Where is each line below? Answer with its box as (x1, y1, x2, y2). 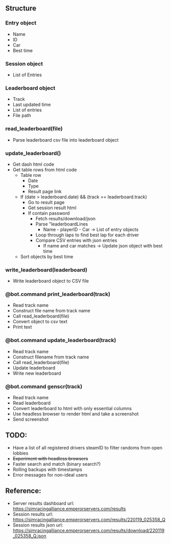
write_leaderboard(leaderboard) (5, 266, 88, 273)
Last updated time (12, 102, 51, 108)
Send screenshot (12, 416, 49, 422)
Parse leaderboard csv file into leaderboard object (12, 137, 119, 143)
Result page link (28, 188, 62, 194)
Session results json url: (12, 522, 63, 528)
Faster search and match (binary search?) (12, 461, 101, 467)
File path (12, 112, 32, 119)
